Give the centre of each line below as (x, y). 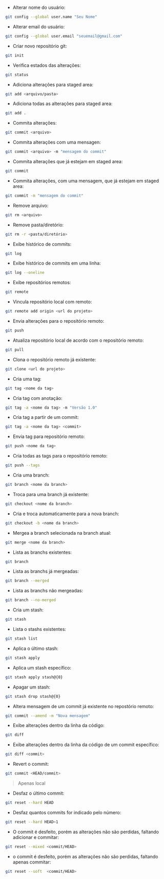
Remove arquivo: (30, 205)
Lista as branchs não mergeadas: (48, 591)
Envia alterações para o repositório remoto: (58, 321)
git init (15, 55)
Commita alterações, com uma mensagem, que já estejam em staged (86, 181)
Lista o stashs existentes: (39, 629)
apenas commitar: (32, 862)
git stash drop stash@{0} (33, 696)
